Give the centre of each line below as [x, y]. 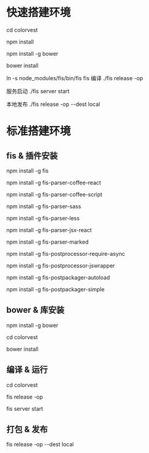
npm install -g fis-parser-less [43, 218]
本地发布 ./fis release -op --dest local [53, 104]
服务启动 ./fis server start [38, 91]
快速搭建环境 [39, 13]
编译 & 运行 [27, 370]
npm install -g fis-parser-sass [44, 206]
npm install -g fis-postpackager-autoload [58, 277]
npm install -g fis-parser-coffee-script [54, 194]
